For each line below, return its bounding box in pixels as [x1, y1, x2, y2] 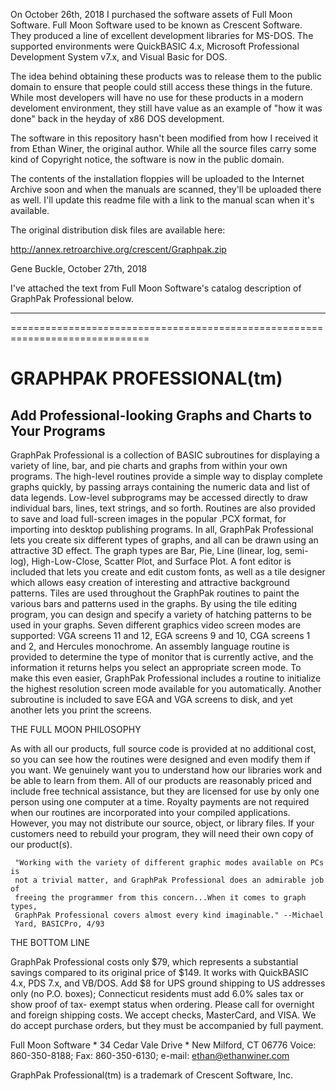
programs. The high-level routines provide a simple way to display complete [10, 470, 323, 482]
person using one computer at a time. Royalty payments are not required [10, 796, 310, 808]
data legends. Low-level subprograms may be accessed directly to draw [10, 492, 309, 503]
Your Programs [10, 422, 106, 439]
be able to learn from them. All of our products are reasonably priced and [10, 775, 312, 786]
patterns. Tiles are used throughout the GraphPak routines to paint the [10, 587, 300, 599]
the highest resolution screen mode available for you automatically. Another [10, 683, 322, 694]
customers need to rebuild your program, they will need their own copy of [10, 828, 314, 839]
